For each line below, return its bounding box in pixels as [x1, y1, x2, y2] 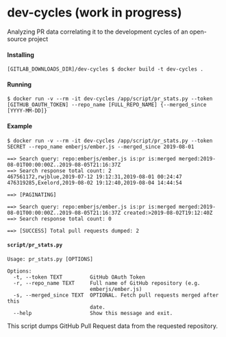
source [7, 34, 27, 43]
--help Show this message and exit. [13, 310, 173, 316]
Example [7, 121, 33, 130]
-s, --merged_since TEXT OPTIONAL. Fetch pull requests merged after [13, 292, 219, 299]
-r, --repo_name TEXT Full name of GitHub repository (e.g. [13, 279, 201, 286]
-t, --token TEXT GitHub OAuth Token [13, 273, 146, 281]
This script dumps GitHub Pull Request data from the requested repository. [7, 321, 218, 330]
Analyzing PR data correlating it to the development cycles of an [7, 27, 188, 36]
